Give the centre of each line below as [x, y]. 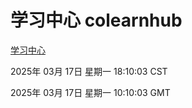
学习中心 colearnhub [96, 20]
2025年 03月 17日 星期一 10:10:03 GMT [90, 92]
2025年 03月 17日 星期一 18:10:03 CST [89, 71]
